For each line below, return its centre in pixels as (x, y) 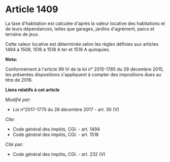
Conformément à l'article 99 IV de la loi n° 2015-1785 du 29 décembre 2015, (84, 69)
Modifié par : (18, 100)
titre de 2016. (19, 80)
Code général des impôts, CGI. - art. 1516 (56, 134)
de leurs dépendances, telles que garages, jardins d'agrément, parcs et (80, 28)
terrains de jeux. (22, 34)
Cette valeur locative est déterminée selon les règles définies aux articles (82, 44)
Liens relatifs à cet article (32, 89)
